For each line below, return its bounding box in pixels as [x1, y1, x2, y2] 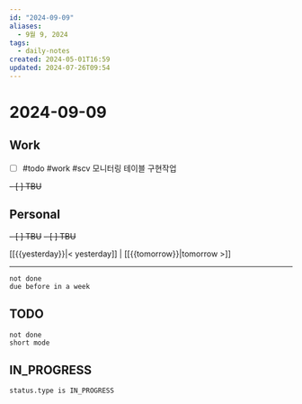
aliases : [9, 22, 42, 31]
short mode [9, 338, 50, 347]
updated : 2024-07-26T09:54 [9, 64, 111, 73]
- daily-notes [17, 47, 70, 56]
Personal [9, 207, 61, 222]
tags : [9, 38, 30, 48]
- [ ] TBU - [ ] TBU [9, 230, 76, 241]
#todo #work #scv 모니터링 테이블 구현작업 [22, 163, 177, 174]
